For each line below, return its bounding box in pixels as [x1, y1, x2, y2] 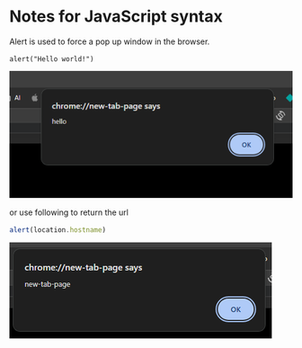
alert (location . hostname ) [9, 225, 106, 235]
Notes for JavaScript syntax [9, 6, 223, 27]
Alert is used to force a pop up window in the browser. [9, 36, 210, 47]
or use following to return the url [9, 207, 129, 218]
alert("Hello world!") [9, 54, 94, 64]
